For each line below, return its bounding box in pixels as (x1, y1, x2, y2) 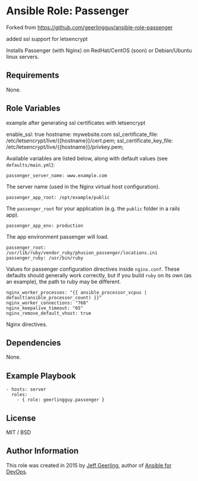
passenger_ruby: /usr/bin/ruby (6, 255, 84, 261)
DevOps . (6, 468, 28, 475)
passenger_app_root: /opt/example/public (6, 194, 110, 200)
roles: (11, 392, 28, 398)
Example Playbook (6, 371, 76, 381)
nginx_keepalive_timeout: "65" (6, 305, 84, 311)
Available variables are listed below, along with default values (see (6, 154, 168, 162)
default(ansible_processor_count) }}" (6, 295, 102, 300)
